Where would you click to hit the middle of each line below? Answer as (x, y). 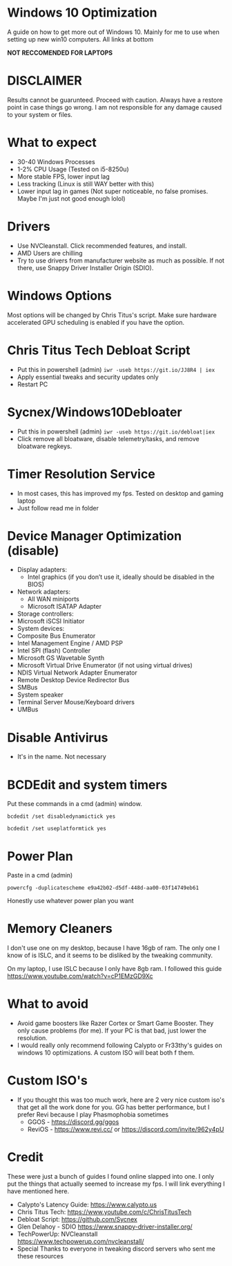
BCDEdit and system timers (87, 785)
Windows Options (59, 295)
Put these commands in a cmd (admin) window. (75, 804)
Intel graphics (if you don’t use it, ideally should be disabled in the (121, 577)
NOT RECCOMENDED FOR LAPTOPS (60, 53)
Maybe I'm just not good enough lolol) (71, 198)
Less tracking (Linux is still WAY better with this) (86, 184)
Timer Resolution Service (81, 474)
